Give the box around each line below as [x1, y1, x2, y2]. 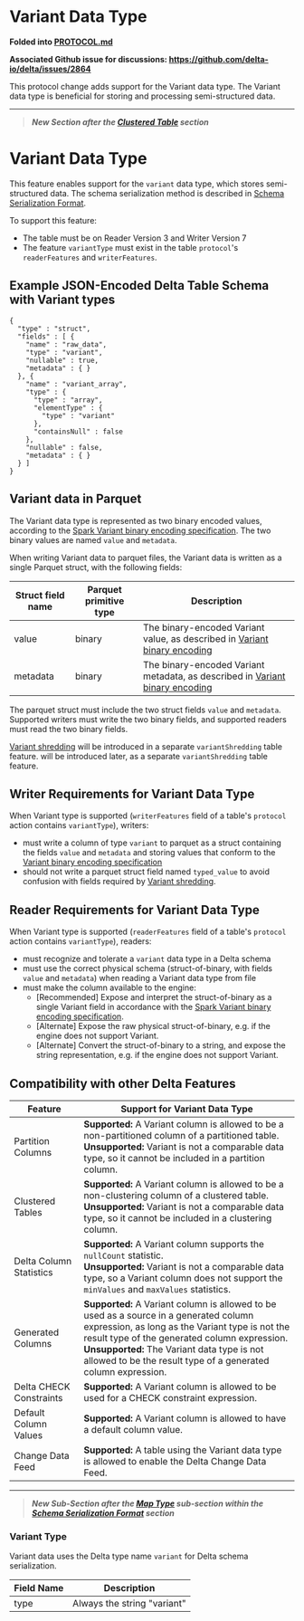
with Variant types [9, 292, 116, 308]
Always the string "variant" [71, 1597, 187, 1610]
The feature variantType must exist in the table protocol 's [22, 242, 239, 253]
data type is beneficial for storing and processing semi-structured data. [9, 91, 276, 101]
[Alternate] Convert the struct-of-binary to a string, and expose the [35, 1040, 287, 1051]
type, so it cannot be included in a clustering [83, 1211, 272, 1224]
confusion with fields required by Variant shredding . [22, 876, 216, 887]
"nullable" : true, [25, 356, 100, 365]
